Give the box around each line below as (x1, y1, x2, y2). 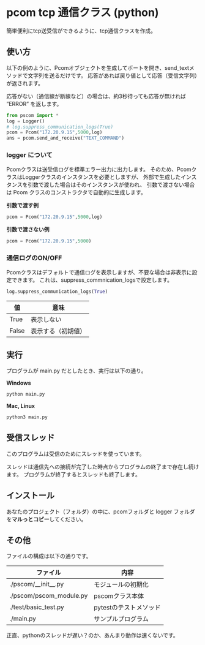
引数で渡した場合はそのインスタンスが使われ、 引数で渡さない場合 (27, 181, 195, 189)
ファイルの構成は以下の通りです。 (6, 553, 92, 560)
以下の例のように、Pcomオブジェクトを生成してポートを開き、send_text (6, 64, 190, 71)
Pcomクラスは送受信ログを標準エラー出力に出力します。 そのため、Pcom (6, 166, 192, 173)
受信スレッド (6, 432, 55, 443)
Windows (6, 379, 31, 387)
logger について (6, 151, 53, 159)
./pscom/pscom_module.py (9, 592, 88, 600)
